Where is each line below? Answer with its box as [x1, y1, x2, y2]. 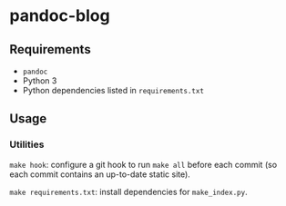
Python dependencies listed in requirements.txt [22, 85, 205, 95]
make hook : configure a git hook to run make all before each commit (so [9, 159, 278, 170]
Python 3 [22, 75, 57, 86]
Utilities [9, 138, 45, 151]
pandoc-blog [9, 5, 111, 26]
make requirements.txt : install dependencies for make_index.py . [9, 186, 248, 197]
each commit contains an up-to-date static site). [9, 169, 191, 180]
